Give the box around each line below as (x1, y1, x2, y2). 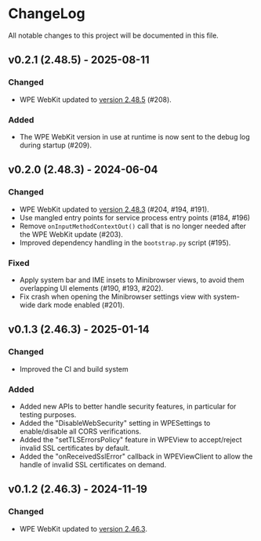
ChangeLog (8, 5, 85, 23)
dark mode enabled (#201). (37, 300, 125, 310)
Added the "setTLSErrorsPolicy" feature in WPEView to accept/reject (19, 434, 242, 444)
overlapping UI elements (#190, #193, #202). (19, 283, 164, 292)
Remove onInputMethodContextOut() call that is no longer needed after (19, 221, 247, 231)
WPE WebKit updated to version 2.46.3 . (19, 524, 147, 533)
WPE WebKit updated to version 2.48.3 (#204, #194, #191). (19, 205, 209, 214)
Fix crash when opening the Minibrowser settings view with (19, 292, 212, 301)
